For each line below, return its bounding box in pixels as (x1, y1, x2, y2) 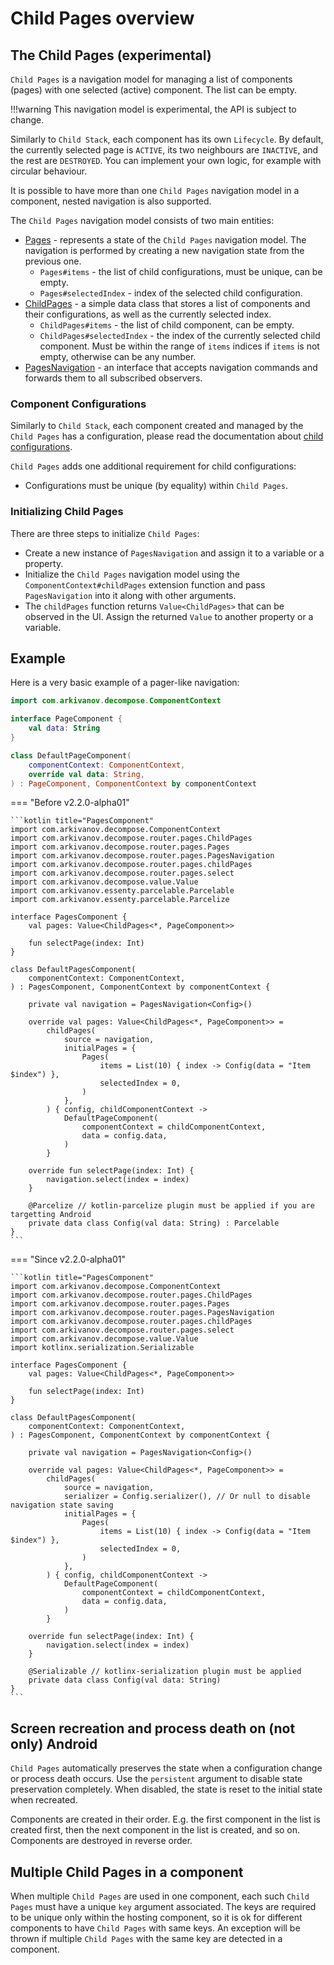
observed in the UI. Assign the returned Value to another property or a (24, 610, 314, 622)
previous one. (24, 255, 82, 267)
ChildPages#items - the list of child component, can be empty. (39, 319, 295, 331)
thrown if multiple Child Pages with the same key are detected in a (10, 1933, 283, 1945)
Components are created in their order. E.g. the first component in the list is (10, 1813, 321, 1826)
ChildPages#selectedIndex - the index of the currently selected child (39, 330, 321, 341)
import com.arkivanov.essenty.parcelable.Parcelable (10, 886, 235, 896)
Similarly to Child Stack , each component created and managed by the (10, 420, 304, 432)
